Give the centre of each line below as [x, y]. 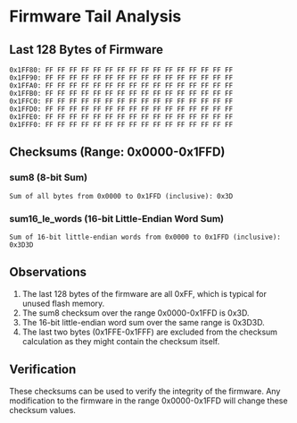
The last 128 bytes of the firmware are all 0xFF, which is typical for [144, 293]
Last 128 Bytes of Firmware [86, 50]
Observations [48, 272]
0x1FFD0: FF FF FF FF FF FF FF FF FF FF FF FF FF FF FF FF [121, 109]
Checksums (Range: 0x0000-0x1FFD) [117, 152]
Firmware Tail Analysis [95, 17]
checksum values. [42, 410]
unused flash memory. [63, 303]
